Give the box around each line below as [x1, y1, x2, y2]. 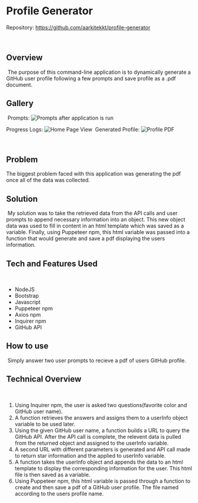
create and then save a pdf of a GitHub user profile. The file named [14, 483, 179, 490]
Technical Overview [6, 374, 82, 385]
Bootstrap [14, 292, 39, 299]
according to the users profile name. [14, 490, 104, 497]
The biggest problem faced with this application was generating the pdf [6, 170, 181, 177]
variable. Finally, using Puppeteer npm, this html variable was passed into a [6, 229, 190, 236]
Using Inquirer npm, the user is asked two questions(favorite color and [14, 401, 187, 408]
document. [6, 81, 33, 88]
